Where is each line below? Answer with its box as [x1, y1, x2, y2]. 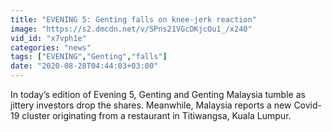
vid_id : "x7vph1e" [10, 33, 87, 43]
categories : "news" [10, 42, 92, 53]
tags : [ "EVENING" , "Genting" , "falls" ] [10, 52, 168, 62]
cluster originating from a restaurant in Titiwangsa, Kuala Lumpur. [21, 110, 292, 121]
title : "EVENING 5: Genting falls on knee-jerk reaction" [10, 14, 257, 25]
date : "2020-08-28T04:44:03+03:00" [10, 61, 159, 71]
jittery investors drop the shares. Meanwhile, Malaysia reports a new [10, 99, 292, 111]
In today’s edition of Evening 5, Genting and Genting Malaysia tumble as [10, 89, 306, 100]
